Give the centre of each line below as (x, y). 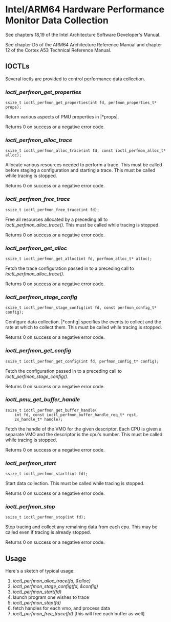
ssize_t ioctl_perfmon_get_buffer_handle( (51, 410)
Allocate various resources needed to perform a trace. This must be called (84, 165)
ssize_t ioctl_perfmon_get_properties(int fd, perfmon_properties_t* (81, 103)
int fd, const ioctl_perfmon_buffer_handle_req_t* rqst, (77, 415)
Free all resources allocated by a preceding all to (57, 219)
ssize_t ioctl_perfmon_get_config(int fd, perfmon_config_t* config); (82, 361)
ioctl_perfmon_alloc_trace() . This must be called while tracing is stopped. (82, 224)
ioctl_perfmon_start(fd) (37, 592)
